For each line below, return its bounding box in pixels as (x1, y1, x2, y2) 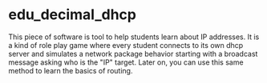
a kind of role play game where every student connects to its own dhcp (8, 40, 244, 49)
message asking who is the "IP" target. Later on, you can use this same (8, 57, 244, 67)
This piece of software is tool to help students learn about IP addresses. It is (8, 32, 260, 41)
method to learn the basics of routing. (8, 65, 133, 75)
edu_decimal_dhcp (8, 6, 136, 24)
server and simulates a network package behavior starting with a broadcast (8, 49, 258, 58)
